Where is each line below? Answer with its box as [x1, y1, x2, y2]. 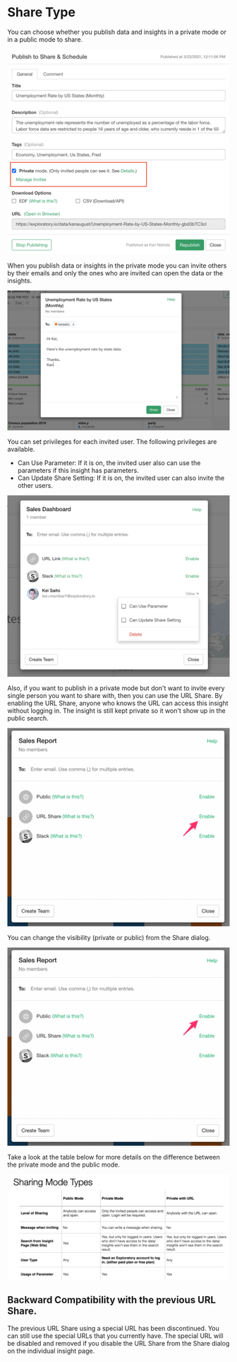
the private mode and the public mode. [7, 1160, 121, 1169]
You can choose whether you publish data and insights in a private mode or [7, 28, 227, 36]
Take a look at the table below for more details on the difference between [7, 1152, 221, 1161]
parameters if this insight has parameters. [17, 467, 139, 475]
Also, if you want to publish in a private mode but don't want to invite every [7, 684, 225, 692]
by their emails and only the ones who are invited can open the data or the [7, 268, 224, 277]
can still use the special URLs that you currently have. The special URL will [7, 1332, 224, 1340]
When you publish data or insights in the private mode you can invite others [7, 261, 227, 270]
